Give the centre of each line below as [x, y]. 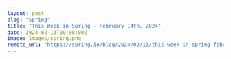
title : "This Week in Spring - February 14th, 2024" [84, 26]
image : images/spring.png [44, 39]
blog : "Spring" [29, 20]
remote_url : [24, 45]
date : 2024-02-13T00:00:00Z [47, 32]
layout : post [26, 13]
